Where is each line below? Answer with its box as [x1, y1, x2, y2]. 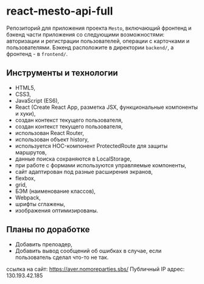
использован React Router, [15, 129, 84, 136]
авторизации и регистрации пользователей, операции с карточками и [6, 37, 190, 44]
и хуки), [15, 109, 36, 117]
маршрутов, [15, 148, 47, 156]
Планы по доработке [6, 224, 90, 235]
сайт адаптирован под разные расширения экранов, [15, 168, 153, 175]
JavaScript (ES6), [15, 97, 60, 104]
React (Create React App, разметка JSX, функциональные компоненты [15, 103, 198, 111]
